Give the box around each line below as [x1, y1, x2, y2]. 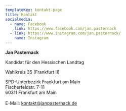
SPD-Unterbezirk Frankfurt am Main [5, 79, 80, 85]
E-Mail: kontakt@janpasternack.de [5, 100, 77, 106]
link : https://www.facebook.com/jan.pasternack [14, 26, 116, 31]
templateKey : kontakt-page [5, 7, 62, 13]
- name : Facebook [10, 21, 47, 27]
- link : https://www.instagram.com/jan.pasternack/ [10, 31, 121, 36]
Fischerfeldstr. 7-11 [5, 84, 45, 90]
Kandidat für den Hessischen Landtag [5, 59, 85, 65]
